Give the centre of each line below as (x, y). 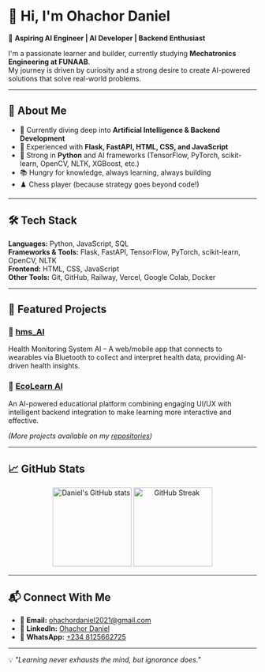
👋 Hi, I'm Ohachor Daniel (90, 16)
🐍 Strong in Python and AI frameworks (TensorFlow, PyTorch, (119, 155)
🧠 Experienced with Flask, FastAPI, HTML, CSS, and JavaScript (124, 146)
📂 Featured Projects (58, 309)
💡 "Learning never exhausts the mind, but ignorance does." (105, 660)
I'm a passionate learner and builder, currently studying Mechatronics (122, 53)
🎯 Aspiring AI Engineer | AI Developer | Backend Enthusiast (107, 38)
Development (42, 138)
